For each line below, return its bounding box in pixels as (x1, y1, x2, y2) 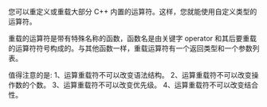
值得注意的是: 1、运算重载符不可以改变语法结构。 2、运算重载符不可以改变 (8, 71, 253, 79)
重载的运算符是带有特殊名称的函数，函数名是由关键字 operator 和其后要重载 (8, 34, 257, 43)
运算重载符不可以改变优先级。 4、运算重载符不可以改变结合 (63, 80, 259, 90)
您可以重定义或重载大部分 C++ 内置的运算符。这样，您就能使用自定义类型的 (8, 7, 257, 16)
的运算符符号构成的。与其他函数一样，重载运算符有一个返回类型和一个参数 (8, 44, 253, 53)
